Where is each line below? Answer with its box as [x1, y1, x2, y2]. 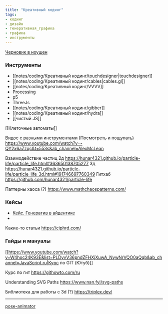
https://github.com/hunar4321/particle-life [5, 176, 92, 183]
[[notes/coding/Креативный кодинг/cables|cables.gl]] [12, 78, 125, 84]
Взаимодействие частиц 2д [5, 155, 64, 161]
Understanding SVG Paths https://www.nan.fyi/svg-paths [5, 279, 123, 285]
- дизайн [5, 21, 23, 27]
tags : [5, 12, 16, 17]
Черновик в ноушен [5, 49, 47, 55]
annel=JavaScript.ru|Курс [5, 259, 59, 265]
